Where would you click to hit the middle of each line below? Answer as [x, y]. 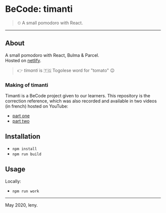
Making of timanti [27, 85]
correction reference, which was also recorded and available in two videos [81, 101]
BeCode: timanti [39, 9]
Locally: [13, 181]
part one [21, 116]
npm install [24, 149]
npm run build [27, 154]
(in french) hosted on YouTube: [37, 106]
